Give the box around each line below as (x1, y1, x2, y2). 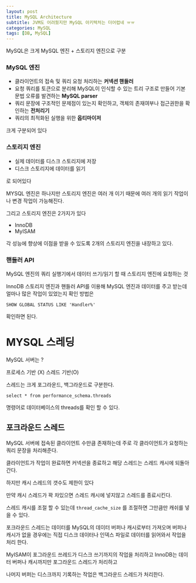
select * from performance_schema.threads (6, 393, 111, 399)
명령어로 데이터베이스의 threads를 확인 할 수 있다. (6, 403, 120, 411)
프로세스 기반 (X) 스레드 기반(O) (6, 368, 79, 376)
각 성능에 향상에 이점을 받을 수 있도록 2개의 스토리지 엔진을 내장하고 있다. (6, 240, 174, 247)
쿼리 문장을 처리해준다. (6, 447, 58, 454)
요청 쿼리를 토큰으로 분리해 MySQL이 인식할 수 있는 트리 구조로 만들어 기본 (14, 85, 186, 92)
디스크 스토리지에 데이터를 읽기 (14, 165, 86, 172)
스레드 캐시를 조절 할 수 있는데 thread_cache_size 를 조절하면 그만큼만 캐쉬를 (6, 504, 184, 511)
